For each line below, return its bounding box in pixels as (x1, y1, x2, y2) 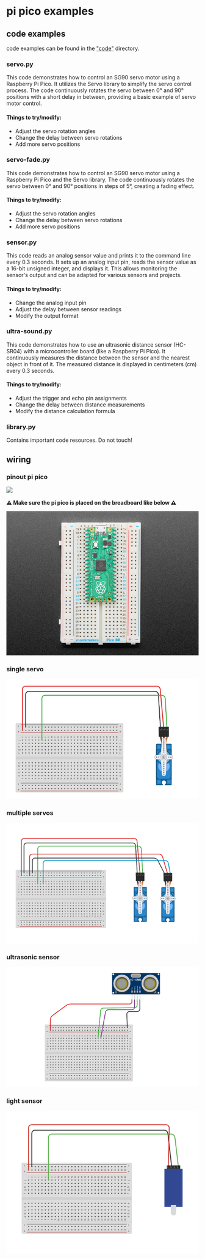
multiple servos (6, 809, 54, 817)
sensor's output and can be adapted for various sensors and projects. (6, 272, 182, 279)
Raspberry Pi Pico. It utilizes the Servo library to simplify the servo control (6, 81, 192, 88)
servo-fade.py (6, 156, 51, 164)
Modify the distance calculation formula (15, 408, 115, 414)
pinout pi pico (6, 472, 48, 481)
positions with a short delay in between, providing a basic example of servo (6, 93, 196, 101)
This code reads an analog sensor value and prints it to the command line (6, 252, 191, 259)
